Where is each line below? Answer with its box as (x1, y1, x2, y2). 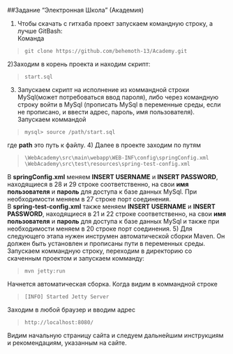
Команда (17, 34, 45, 43)
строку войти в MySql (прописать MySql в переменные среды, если (17, 100, 221, 109)
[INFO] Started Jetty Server (24, 293, 110, 300)
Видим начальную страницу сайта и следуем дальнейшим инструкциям (7, 331, 224, 339)
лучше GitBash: (17, 27, 63, 35)
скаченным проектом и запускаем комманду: (7, 254, 145, 262)
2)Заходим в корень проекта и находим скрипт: (7, 60, 151, 68)
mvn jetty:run (24, 268, 66, 275)
